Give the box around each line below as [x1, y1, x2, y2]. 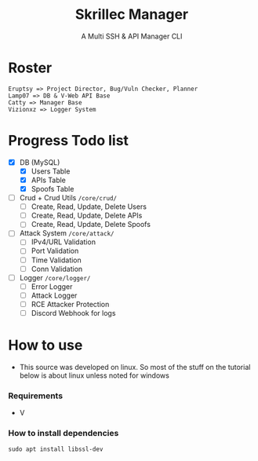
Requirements [8, 390, 64, 401]
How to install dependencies [8, 428, 119, 439]
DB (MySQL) [19, 157, 60, 166]
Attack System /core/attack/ [19, 229, 115, 238]
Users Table [31, 166, 71, 176]
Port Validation [31, 246, 79, 256]
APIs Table [31, 175, 67, 185]
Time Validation [31, 255, 82, 265]
